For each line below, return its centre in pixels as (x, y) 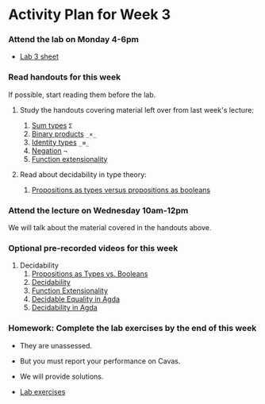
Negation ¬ (49, 150)
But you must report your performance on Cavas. (100, 361)
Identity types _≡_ (60, 142)
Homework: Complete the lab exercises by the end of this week (132, 329)
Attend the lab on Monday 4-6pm (73, 40)
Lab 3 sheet (39, 56)
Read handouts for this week (65, 77)
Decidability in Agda (64, 308)
